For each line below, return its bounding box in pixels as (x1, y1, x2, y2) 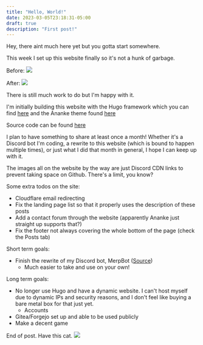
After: (6, 80, 21, 87)
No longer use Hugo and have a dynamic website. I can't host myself (15, 287, 188, 294)
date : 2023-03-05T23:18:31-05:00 (6, 15, 91, 21)
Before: (6, 67, 25, 74)
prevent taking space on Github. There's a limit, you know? (6, 171, 154, 179)
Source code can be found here (6, 121, 86, 129)
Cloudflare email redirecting (15, 194, 85, 202)
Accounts (24, 307, 49, 314)
